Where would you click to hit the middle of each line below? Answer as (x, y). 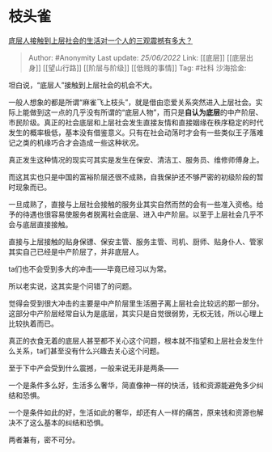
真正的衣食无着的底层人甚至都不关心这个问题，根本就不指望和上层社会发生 (132, 340)
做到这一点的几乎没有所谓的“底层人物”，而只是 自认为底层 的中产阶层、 (146, 112)
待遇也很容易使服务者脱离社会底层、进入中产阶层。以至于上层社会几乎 (139, 214)
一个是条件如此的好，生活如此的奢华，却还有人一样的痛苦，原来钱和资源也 (132, 412)
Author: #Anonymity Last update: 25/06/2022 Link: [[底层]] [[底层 (137, 57)
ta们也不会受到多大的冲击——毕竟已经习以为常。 (90, 268)
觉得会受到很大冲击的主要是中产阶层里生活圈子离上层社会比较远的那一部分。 (136, 303)
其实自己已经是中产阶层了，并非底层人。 (76, 251)
